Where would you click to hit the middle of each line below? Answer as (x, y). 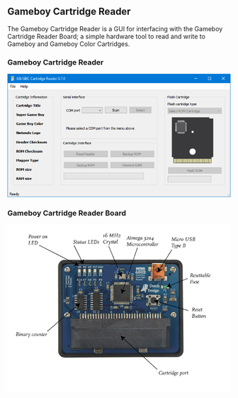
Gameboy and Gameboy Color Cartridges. (69, 44)
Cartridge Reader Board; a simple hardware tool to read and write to (106, 36)
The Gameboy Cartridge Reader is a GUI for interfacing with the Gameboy (115, 28)
